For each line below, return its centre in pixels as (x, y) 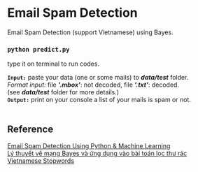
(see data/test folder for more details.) (63, 92)
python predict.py (38, 49)
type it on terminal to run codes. (54, 64)
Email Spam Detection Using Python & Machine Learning (89, 146)
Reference (30, 129)
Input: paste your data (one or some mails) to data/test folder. (98, 78)
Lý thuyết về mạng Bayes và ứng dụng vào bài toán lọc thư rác (97, 153)
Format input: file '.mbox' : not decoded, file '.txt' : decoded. (93, 85)
